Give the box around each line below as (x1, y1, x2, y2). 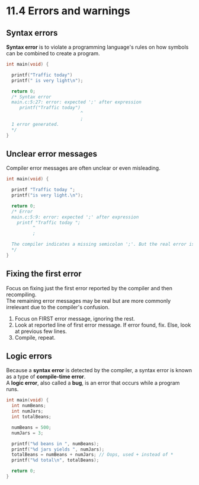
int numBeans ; (11, 402, 46, 409)
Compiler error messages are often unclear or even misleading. (6, 164, 161, 172)
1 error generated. (11, 121, 60, 127)
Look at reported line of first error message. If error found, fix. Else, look (14, 321, 191, 328)
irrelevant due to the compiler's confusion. (6, 303, 110, 310)
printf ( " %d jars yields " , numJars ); (11, 446, 105, 452)
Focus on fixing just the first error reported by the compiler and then (6, 284, 173, 291)
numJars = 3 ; (11, 430, 44, 436)
